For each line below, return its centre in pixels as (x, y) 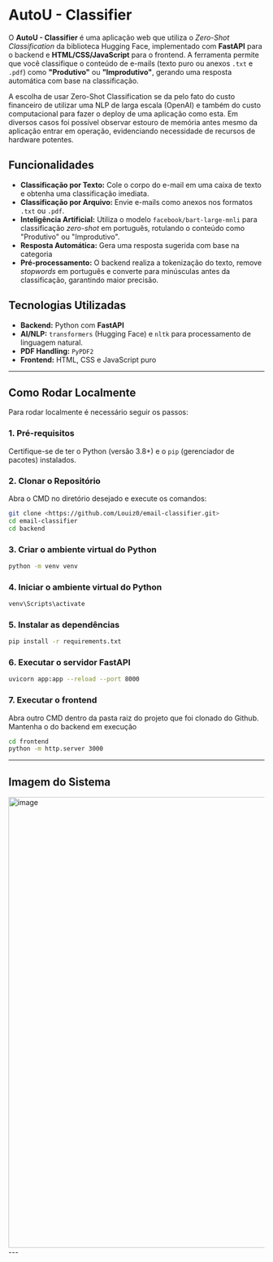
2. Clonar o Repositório (55, 481)
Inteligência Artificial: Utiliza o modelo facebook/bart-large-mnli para (139, 219)
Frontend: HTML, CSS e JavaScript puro (88, 359)
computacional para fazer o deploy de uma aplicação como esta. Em (123, 113)
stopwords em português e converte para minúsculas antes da (125, 271)
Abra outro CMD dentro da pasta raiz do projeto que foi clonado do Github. (134, 718)
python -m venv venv (43, 566)
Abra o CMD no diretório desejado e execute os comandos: (108, 498)
